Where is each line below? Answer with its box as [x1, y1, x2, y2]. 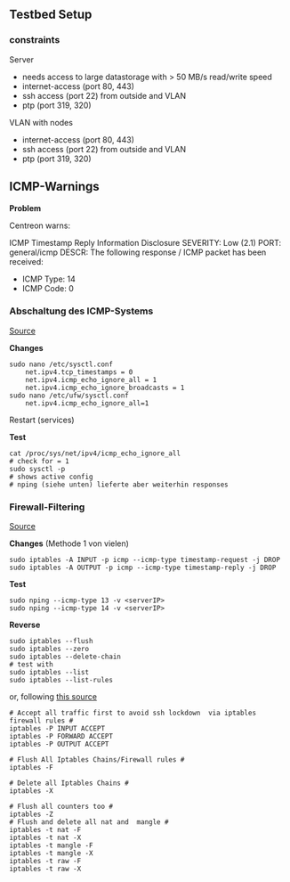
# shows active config [9, 472, 93, 481]
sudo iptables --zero [9, 645, 90, 654]
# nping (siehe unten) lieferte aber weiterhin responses [9, 480, 229, 489]
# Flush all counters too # [9, 802, 114, 812]
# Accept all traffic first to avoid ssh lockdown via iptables [9, 708, 256, 718]
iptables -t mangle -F [9, 841, 93, 850]
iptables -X [9, 787, 53, 796]
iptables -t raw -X [9, 864, 82, 874]
